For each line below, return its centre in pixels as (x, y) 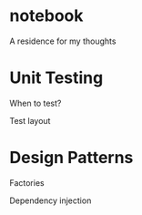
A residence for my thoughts (63, 41)
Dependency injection (51, 200)
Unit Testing (56, 78)
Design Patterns (71, 158)
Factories (27, 182)
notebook (46, 16)
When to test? (35, 103)
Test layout (30, 120)
